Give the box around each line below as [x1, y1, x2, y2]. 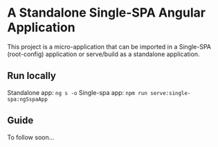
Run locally [7, 70, 57, 82]
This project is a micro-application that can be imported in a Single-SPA [7, 42, 212, 51]
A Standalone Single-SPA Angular [7, 5, 206, 21]
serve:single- [149, 89, 191, 96]
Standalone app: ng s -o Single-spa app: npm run [7, 88, 147, 96]
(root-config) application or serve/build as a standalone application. [7, 50, 200, 58]
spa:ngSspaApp [7, 96, 48, 103]
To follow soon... [7, 133, 55, 141]
